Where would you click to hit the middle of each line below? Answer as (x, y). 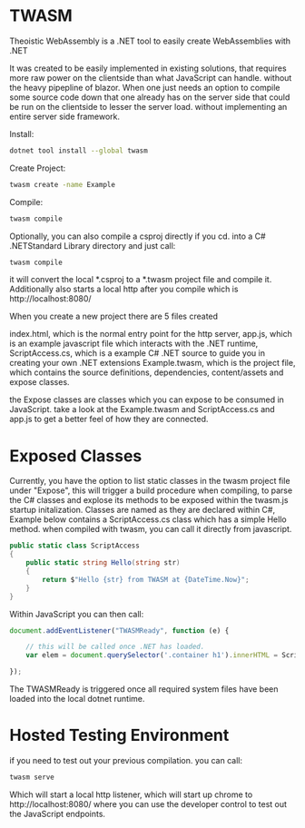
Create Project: (38, 168)
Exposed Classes (76, 456)
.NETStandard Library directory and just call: (93, 245)
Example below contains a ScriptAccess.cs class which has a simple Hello (148, 519)
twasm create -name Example (63, 184)
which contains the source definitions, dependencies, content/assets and (147, 372)
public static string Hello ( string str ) (103, 563)
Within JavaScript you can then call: (77, 614)
